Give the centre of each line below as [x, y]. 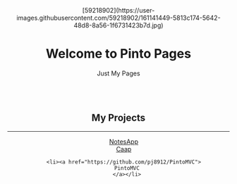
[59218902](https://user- [119, 10]
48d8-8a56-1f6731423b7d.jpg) [119, 25]
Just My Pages [119, 73]
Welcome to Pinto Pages [119, 54]
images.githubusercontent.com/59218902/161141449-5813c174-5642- [119, 18]
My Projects [119, 118]
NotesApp [124, 141]
